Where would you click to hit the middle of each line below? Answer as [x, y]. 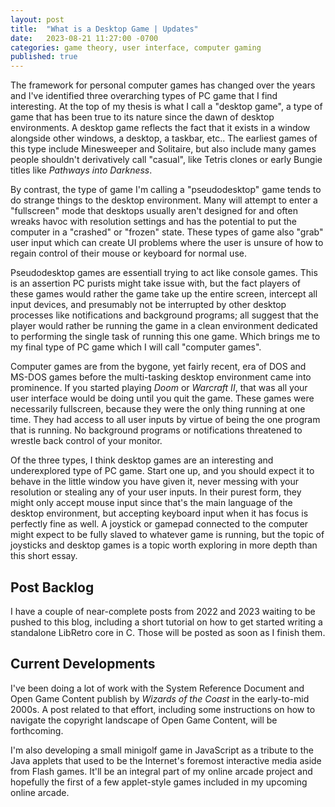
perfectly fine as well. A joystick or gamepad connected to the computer [159, 524]
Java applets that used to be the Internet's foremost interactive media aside [166, 760]
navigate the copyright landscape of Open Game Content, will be [144, 720]
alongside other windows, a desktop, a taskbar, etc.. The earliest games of [164, 138]
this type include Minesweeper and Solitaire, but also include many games [163, 149]
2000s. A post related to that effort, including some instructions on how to [163, 709]
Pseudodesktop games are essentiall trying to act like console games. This [164, 273]
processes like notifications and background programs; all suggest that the [164, 315]
